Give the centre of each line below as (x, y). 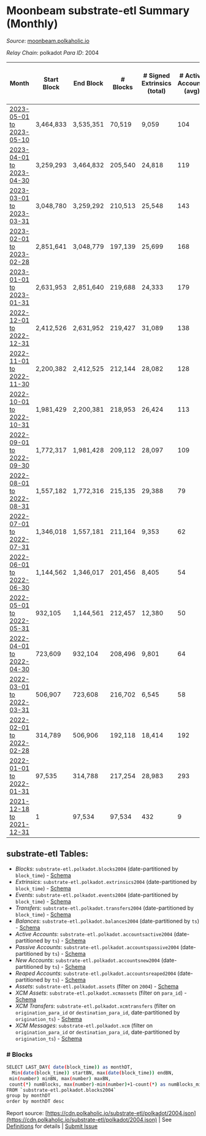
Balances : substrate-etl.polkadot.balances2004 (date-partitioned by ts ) (107, 921)
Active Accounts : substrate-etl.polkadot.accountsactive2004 (94, 934)
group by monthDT (29, 1096)
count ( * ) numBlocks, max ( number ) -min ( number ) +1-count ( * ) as (87, 1084)
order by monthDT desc (35, 1102)
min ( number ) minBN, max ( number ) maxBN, (60, 1079)
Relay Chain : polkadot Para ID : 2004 (53, 52)
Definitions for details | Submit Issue (52, 1126)
